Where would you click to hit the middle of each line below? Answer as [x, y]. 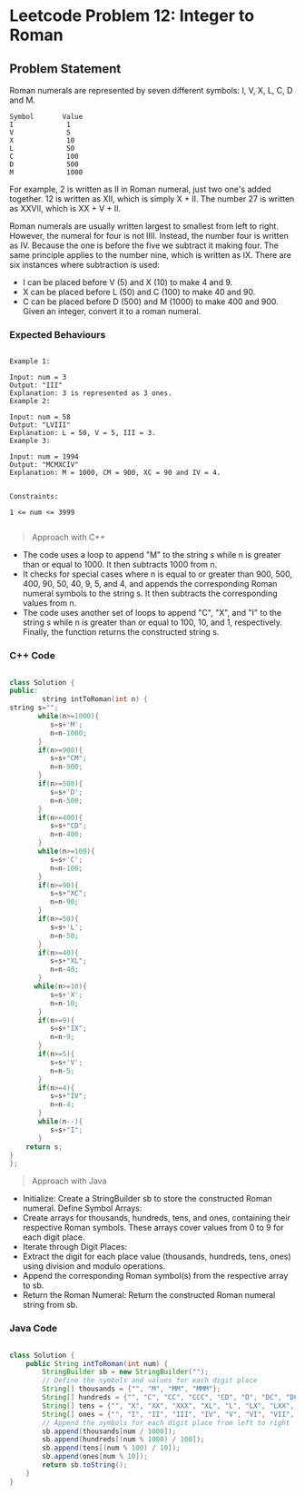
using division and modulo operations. [94, 1266]
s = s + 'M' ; [66, 724]
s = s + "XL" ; [69, 961]
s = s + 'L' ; [66, 927]
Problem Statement [65, 69]
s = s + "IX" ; [69, 1029]
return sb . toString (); [85, 1465]
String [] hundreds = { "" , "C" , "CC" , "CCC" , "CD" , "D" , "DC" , [162, 1398]
